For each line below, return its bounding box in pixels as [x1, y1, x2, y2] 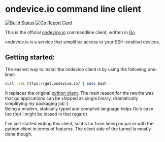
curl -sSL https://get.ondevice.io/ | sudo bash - [5, 81, 111, 86]
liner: [5, 71, 16, 77]
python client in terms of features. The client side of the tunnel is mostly [5, 126, 151, 132]
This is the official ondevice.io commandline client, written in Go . [5, 29, 136, 35]
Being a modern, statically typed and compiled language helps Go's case [5, 106, 154, 111]
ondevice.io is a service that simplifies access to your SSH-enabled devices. [5, 38, 160, 45]
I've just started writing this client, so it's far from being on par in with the [5, 120, 154, 126]
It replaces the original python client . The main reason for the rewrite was [5, 90, 154, 96]
